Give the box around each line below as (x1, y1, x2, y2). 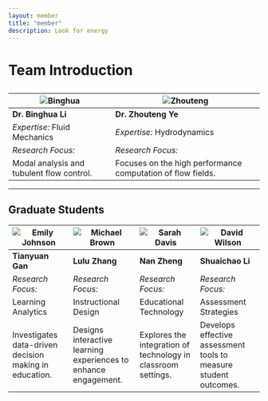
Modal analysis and (12, 157, 85, 169)
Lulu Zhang (73, 255, 117, 266)
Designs (73, 324, 104, 335)
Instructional (73, 296, 120, 308)
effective (199, 329, 234, 340)
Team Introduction (8, 61, 133, 79)
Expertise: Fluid (12, 121, 70, 133)
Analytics (12, 306, 48, 317)
